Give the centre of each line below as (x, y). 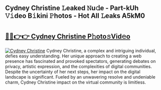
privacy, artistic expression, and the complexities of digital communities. (79, 67)
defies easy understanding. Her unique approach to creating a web (73, 56)
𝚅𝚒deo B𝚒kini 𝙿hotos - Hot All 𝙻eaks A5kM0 (75, 16)
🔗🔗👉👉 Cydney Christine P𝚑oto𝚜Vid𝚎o (68, 36)
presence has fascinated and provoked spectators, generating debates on (80, 61)
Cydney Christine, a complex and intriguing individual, (101, 51)
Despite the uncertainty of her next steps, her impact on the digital (73, 72)
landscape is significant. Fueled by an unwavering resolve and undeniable (80, 77)
